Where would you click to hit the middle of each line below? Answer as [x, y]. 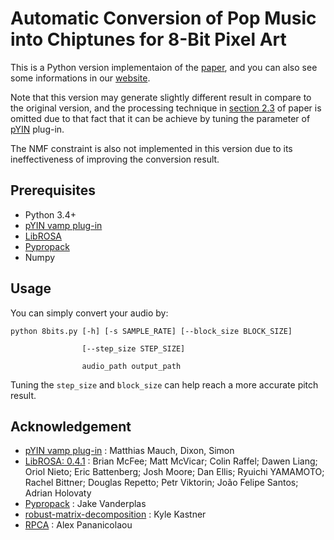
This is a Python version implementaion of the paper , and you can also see [164, 67]
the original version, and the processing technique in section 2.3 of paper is [166, 108]
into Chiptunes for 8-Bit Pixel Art [148, 39]
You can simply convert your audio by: [89, 313]
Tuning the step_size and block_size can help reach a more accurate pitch [164, 384]
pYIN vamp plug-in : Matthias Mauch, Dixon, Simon [129, 451]
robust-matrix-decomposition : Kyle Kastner [115, 514]
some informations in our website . [80, 78]
